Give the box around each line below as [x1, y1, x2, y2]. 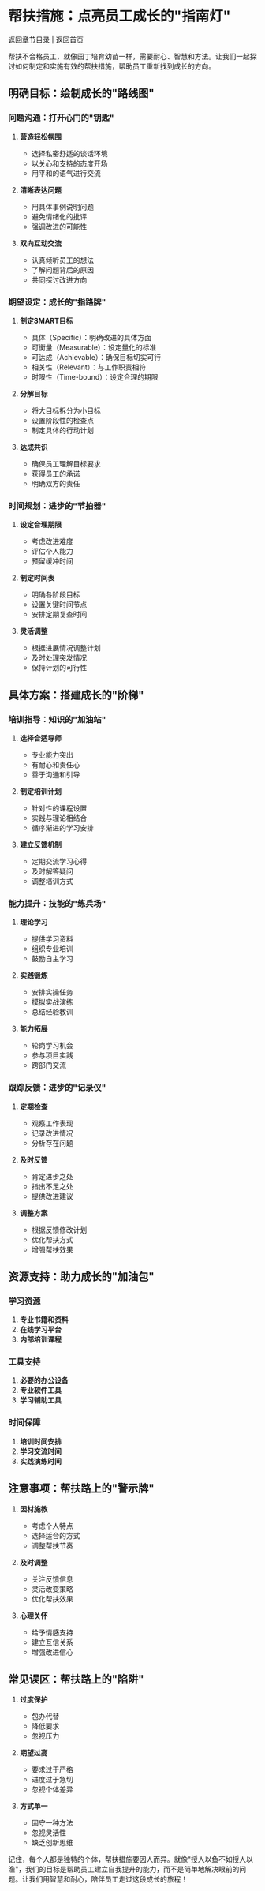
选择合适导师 [19, 733, 62, 743]
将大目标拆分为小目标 [31, 406, 101, 415]
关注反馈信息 [31, 1574, 73, 1583]
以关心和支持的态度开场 [31, 159, 108, 168]
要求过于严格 [31, 1765, 73, 1774]
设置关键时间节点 [31, 600, 88, 609]
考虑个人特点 [31, 1521, 73, 1530]
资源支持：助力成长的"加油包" [8, 1270, 155, 1283]
